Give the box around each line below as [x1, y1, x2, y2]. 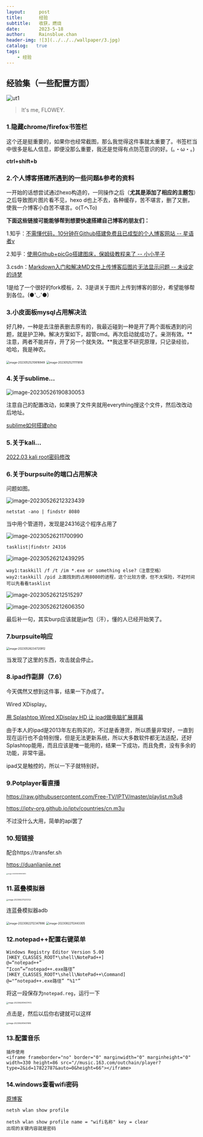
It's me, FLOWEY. [21, 106, 65, 114]
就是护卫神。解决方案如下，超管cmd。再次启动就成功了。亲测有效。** [16, 331, 193, 338]
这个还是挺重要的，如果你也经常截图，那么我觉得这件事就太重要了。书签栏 [6, 137, 192, 145]
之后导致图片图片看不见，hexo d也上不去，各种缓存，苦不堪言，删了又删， [6, 196, 193, 204]
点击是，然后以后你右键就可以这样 [6, 1010, 92, 1017]
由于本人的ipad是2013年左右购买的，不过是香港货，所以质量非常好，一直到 [6, 726, 194, 733]
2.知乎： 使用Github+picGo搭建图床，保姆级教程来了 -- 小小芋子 [6, 251, 165, 258]
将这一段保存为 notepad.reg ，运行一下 [6, 989, 100, 997]
